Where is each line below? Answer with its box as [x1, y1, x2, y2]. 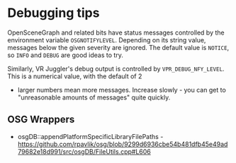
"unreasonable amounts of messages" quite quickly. [17, 93, 171, 102]
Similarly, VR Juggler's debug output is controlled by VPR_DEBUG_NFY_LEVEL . [7, 64, 225, 73]
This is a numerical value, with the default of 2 [7, 72, 142, 80]
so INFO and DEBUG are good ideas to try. [7, 51, 124, 59]
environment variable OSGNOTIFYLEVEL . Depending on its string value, [7, 35, 206, 44]
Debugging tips [7, 5, 100, 21]
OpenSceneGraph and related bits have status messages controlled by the [7, 28, 225, 37]
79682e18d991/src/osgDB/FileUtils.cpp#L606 [17, 147, 151, 156]
